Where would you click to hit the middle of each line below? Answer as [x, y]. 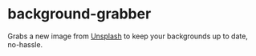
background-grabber [79, 14]
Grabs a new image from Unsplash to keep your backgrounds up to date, [128, 36]
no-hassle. [25, 44]
